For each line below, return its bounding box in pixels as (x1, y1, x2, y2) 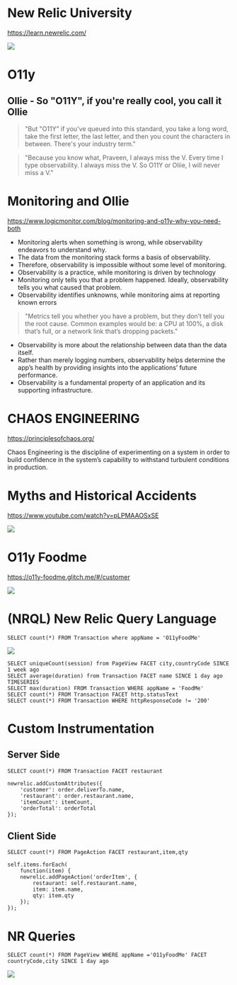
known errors (17, 298, 57, 306)
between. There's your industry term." (24, 140, 137, 148)
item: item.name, (33, 886, 83, 894)
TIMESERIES (7, 678, 40, 685)
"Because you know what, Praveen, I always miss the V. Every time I (24, 153, 224, 162)
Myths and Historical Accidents (7, 488, 197, 504)
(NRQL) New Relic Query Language (7, 611, 217, 626)
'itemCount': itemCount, (20, 799, 93, 806)
